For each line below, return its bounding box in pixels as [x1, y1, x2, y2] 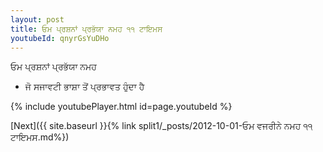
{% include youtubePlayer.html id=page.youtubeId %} [10, 101, 233, 113]
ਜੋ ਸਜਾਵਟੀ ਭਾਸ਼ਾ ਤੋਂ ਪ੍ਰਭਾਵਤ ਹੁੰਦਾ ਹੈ [24, 81, 145, 93]
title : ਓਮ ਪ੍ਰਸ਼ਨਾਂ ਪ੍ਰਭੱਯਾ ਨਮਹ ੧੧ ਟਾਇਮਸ [10, 24, 163, 34]
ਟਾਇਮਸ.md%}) [10, 131, 70, 143]
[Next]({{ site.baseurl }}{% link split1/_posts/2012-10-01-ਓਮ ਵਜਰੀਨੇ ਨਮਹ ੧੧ [10, 120, 313, 132]
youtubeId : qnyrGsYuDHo [10, 33, 110, 43]
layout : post [10, 14, 65, 25]
